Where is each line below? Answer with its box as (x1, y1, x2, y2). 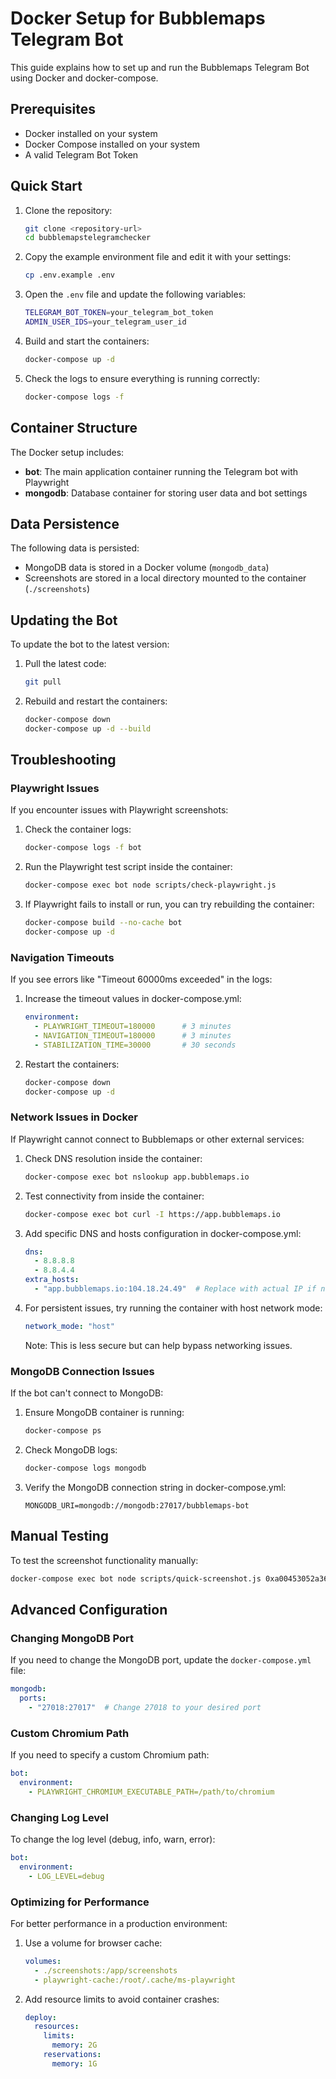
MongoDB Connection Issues (10, 1364, 155, 1378)
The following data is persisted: (10, 542, 140, 554)
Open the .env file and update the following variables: (24, 288, 247, 301)
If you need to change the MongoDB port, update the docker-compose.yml (10, 1654, 312, 1666)
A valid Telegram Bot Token (24, 148, 139, 161)
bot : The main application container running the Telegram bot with (24, 465, 299, 477)
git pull (24, 677, 62, 687)
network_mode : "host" (24, 1321, 115, 1331)
